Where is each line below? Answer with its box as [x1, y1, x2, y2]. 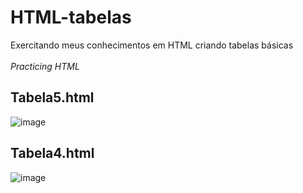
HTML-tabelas [10, 6, 132, 29]
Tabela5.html [10, 89, 95, 106]
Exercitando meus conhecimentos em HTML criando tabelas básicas [10, 39, 294, 51]
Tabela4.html [10, 145, 95, 162]
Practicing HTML [10, 60, 80, 72]
